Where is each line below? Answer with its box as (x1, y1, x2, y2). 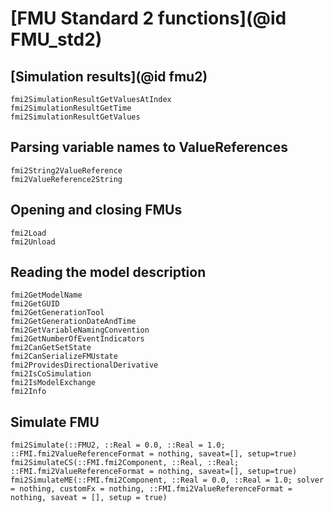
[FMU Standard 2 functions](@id (10, 7, 287, 30)
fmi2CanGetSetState (10, 343, 92, 353)
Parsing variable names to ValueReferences (10, 139, 288, 156)
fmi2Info (10, 387, 47, 397)
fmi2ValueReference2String (10, 174, 123, 184)
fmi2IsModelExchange (10, 378, 97, 388)
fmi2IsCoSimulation (10, 369, 92, 379)
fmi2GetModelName (10, 290, 83, 301)
